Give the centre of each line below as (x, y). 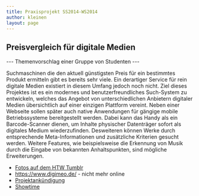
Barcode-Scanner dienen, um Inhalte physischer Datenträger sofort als (94, 124)
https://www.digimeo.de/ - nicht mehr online (70, 174)
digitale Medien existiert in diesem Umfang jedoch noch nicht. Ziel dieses (97, 86)
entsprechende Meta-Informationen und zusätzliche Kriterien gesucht (93, 137)
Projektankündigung (40, 180)
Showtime (27, 187)
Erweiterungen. (25, 156)
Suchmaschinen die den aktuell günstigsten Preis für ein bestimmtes (91, 73)
